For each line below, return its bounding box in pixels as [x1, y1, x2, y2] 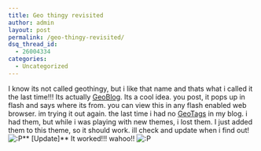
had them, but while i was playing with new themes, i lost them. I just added [8, 117, 253, 126]
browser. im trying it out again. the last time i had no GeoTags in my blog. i [8, 109, 248, 118]
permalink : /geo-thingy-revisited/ [8, 33, 125, 41]
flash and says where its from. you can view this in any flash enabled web [8, 100, 247, 110]
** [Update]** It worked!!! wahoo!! [22, 134, 135, 143]
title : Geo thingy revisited [8, 11, 104, 20]
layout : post [8, 26, 51, 34]
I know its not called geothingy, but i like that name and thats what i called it [8, 84, 253, 93]
